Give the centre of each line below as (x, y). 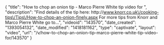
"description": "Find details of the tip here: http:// (54, 12)
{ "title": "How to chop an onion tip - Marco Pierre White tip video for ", (76, 7)
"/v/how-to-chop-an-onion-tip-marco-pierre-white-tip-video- (96, 33)
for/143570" (17, 38)
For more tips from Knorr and (128, 17)
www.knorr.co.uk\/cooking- (131, 12)
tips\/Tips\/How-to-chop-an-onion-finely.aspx (51, 17)
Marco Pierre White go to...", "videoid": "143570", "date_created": (71, 22)
